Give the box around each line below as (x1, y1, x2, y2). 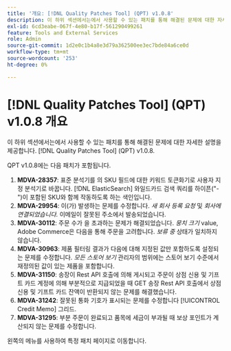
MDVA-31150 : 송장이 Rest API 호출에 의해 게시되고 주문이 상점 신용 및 (16, 270, 207, 279)
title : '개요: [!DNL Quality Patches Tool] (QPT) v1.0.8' (7, 10, 174, 17)
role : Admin (7, 36, 41, 43)
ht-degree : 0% (7, 61, 48, 68)
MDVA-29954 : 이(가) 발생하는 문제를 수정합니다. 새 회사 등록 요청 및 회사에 (16, 201, 221, 210)
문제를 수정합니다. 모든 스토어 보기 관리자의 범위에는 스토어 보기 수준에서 (24, 253, 219, 262)
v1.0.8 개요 (7, 114, 68, 129)
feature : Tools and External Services (7, 29, 118, 36)
